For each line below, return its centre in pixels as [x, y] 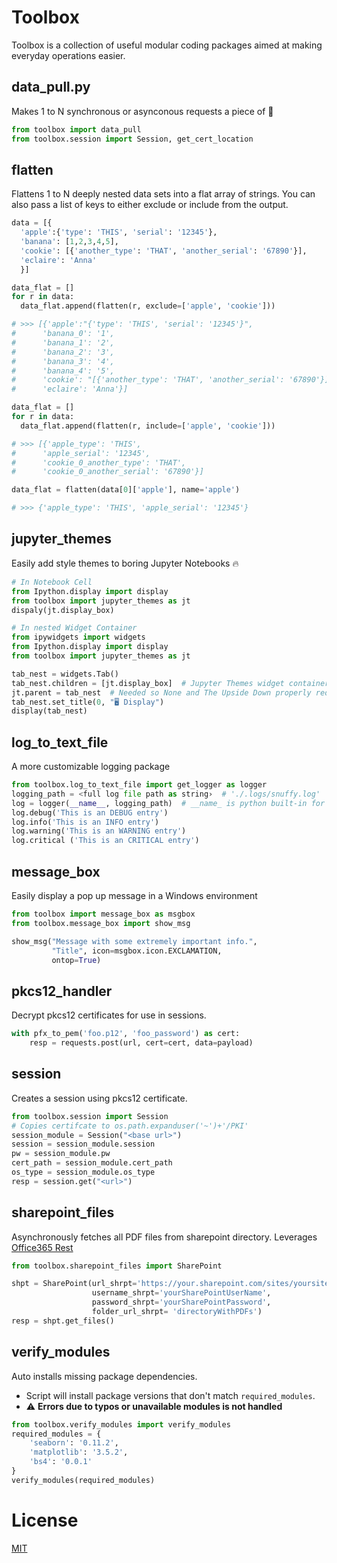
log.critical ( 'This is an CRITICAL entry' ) [105, 841]
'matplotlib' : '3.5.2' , [79, 1452]
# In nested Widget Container [74, 628]
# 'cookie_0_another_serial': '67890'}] [107, 472]
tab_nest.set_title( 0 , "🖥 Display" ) [88, 702]
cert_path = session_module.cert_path [92, 1163]
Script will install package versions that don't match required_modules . [170, 1395]
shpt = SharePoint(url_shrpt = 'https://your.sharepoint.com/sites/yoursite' [172, 1284]
